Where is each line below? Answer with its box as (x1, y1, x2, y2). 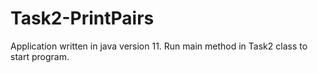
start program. (10, 50, 70, 62)
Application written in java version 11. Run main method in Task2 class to (10, 40, 308, 52)
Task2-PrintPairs (10, 7, 155, 30)
